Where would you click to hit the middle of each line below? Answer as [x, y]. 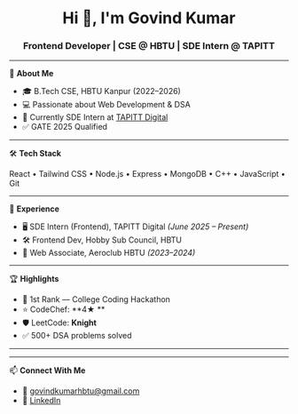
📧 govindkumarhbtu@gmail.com [81, 391]
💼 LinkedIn [41, 401]
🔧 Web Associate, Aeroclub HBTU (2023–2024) [109, 253]
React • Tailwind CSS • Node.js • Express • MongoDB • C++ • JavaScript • [147, 174]
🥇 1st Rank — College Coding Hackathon [96, 299]
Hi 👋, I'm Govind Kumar [149, 18]
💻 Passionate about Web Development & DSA [106, 105]
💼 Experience [35, 209]
